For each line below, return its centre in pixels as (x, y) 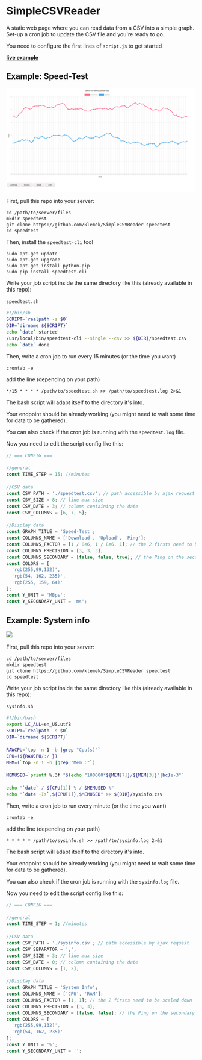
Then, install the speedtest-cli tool (50, 242)
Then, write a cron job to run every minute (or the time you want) (86, 806)
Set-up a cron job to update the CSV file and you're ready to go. (85, 34)
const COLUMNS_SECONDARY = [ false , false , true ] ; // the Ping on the (95, 557)
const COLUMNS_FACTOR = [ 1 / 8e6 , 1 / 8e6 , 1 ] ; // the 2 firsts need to (99, 544)
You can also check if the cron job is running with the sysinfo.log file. (93, 881)
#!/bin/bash (21, 718)
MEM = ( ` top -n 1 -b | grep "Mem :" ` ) (51, 762)
